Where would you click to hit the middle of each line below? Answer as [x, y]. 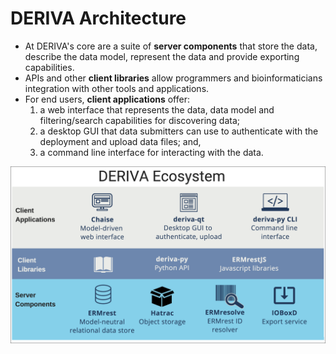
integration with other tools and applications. [117, 88]
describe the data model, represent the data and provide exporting [162, 56]
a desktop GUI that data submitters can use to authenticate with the [179, 131]
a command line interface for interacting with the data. [151, 152]
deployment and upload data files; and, [120, 141]
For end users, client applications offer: [107, 99]
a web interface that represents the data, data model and [157, 109]
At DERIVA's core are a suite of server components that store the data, [171, 46]
